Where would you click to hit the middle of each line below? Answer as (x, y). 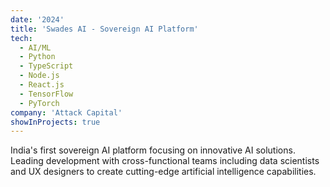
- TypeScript (46, 66)
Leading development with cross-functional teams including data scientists (165, 161)
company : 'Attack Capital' (66, 112)
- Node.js (39, 76)
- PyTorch (39, 103)
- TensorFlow (46, 94)
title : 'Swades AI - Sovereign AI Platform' (104, 29)
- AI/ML (35, 47)
